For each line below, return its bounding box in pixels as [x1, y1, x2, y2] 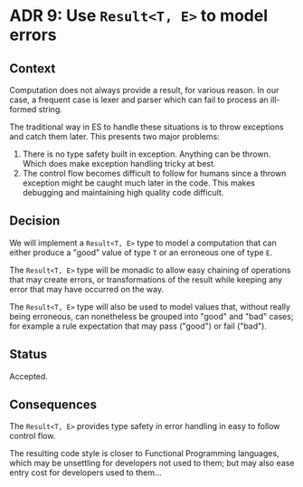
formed [9, 104, 37, 114]
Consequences [9, 397, 98, 413]
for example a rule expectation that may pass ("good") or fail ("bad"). [9, 320, 267, 331]
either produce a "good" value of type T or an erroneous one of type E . [9, 246, 273, 258]
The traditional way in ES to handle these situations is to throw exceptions [9, 121, 284, 132]
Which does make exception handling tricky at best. [22, 158, 216, 168]
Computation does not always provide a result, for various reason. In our [9, 85, 279, 95]
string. [38, 104, 63, 114]
